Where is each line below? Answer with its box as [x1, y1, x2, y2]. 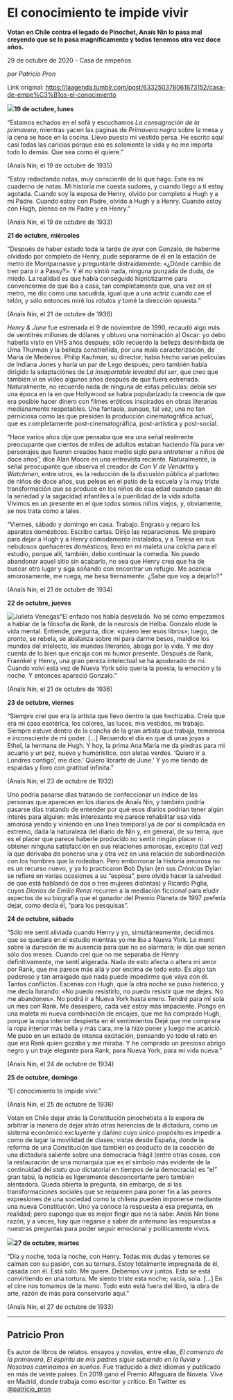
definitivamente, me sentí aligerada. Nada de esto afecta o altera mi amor [7, 957, 217, 966]
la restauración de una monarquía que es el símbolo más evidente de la [7, 1157, 211, 1166]
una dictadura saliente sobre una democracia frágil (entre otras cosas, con [7, 1150, 221, 1159]
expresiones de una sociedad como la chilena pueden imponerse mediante [7, 1194, 222, 1203]
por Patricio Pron [7, 70, 56, 78]
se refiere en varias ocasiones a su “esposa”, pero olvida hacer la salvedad [7, 871, 221, 880]
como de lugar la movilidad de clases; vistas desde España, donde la [7, 1135, 205, 1144]
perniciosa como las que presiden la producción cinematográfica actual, [7, 412, 214, 420]
